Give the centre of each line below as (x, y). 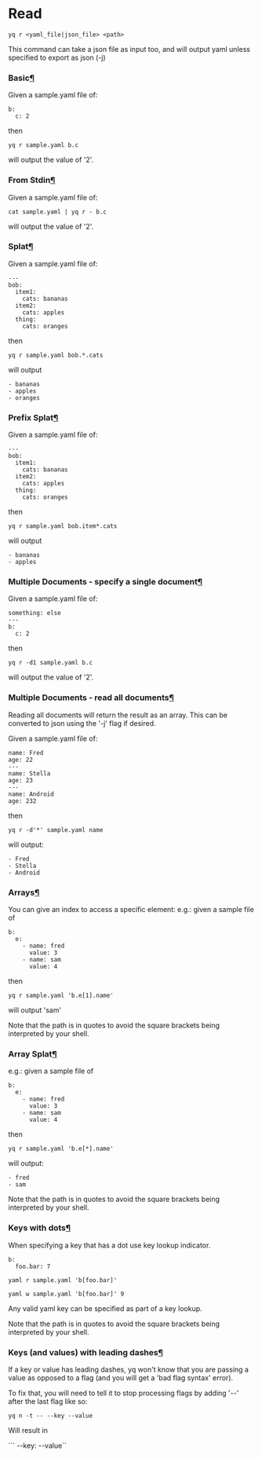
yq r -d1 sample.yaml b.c (50, 663)
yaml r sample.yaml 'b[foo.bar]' (63, 1280)
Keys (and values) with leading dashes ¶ (86, 1352)
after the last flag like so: (48, 1401)
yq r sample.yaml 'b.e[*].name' (61, 1149)
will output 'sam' (35, 1010)
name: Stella (29, 773)
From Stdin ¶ (32, 180)
